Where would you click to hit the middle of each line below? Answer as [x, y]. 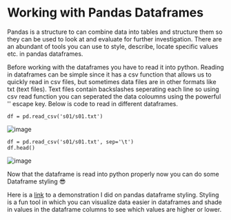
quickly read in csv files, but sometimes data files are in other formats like [112, 81]
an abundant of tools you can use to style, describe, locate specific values [113, 46]
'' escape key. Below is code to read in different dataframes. [92, 103]
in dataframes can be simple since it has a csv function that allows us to [109, 74]
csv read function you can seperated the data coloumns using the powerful [114, 96]
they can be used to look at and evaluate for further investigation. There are [114, 39]
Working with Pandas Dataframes [106, 13]
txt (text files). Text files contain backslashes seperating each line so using [113, 89]
